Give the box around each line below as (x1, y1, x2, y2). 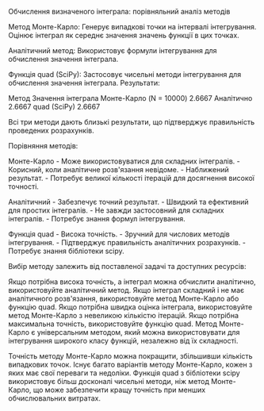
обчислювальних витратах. (8, 394, 101, 403)
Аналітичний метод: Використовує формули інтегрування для (8, 46, 217, 55)
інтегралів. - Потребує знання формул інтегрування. (8, 214, 186, 223)
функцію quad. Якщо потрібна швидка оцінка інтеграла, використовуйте (8, 302, 253, 312)
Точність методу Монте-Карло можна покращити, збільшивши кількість (8, 351, 253, 360)
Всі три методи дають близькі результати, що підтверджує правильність (8, 117, 255, 126)
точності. (8, 182, 40, 191)
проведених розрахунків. (8, 126, 95, 135)
